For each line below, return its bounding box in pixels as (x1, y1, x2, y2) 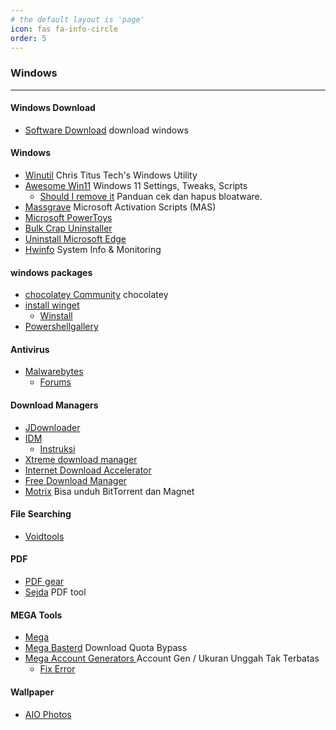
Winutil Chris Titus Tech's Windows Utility (24, 169, 198, 181)
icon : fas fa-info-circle (10, 24, 118, 34)
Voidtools (24, 530, 65, 542)
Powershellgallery (24, 321, 99, 333)
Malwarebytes (24, 366, 84, 378)
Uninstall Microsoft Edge (24, 233, 127, 245)
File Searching (10, 508, 72, 520)
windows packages (10, 266, 93, 278)
